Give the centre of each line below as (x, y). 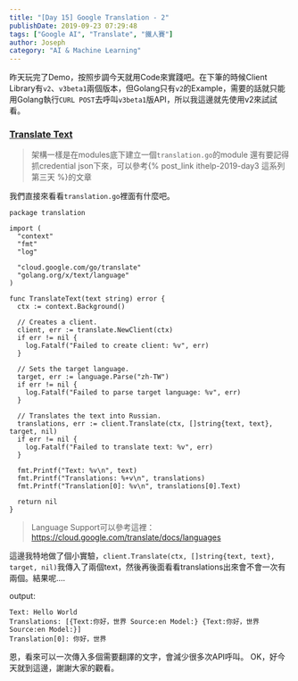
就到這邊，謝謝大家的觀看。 (67, 668)
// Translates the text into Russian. (90, 416)
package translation (48, 213)
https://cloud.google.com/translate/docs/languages (126, 537)
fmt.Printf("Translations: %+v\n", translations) (111, 478)
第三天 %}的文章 (61, 177)
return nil (37, 502)
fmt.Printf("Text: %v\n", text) (78, 471)
